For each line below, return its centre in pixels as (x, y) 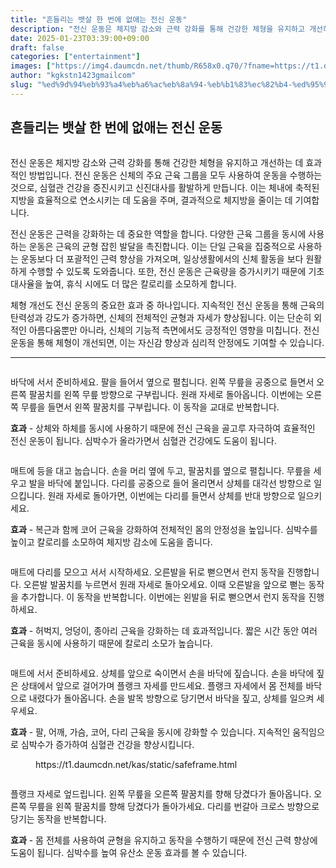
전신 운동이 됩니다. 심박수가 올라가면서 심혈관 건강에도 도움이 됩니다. (143, 440)
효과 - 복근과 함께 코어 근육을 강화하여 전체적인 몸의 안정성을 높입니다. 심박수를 (164, 529)
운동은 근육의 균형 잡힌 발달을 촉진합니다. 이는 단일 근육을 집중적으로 (162, 246)
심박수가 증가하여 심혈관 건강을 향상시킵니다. (107, 744)
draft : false (37, 47)
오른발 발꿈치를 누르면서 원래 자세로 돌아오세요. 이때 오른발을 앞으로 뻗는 (165, 584)
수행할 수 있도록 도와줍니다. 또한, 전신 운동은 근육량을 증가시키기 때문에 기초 (176, 271)
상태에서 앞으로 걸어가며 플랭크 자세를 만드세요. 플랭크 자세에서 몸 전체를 (162, 685)
